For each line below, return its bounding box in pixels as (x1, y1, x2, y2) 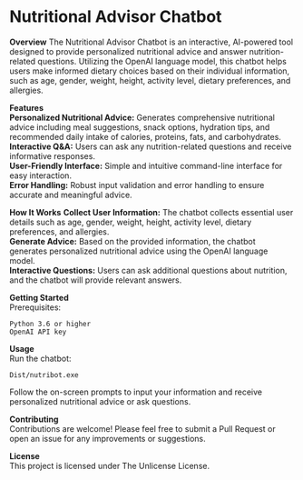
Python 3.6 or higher (9, 319, 92, 328)
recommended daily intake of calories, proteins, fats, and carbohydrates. (9, 131, 281, 142)
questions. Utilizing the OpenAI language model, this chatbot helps (37, 55, 288, 66)
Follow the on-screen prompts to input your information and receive (9, 386, 263, 397)
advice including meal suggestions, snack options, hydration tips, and (9, 121, 270, 133)
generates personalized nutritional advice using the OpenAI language (9, 245, 269, 256)
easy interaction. (9, 170, 73, 181)
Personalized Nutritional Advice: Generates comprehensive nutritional (9, 112, 275, 123)
